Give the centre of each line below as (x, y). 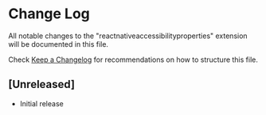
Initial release (41, 103)
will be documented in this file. (59, 44)
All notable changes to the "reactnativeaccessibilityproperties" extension (128, 36)
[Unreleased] (42, 84)
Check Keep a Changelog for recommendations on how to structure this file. (133, 59)
